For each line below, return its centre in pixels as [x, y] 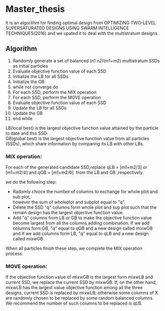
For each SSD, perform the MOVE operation [57, 97]
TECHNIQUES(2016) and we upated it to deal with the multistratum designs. [82, 33]
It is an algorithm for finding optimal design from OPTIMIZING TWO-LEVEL [81, 23]
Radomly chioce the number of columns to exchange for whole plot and [85, 192]
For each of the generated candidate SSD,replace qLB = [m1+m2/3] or [77, 167]
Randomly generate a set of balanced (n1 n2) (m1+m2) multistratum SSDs [86, 61]
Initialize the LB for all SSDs [40, 76]
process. [14, 254]
